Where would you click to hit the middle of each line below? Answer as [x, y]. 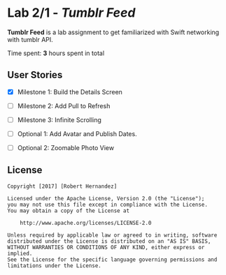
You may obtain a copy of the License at [69, 211]
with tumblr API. [30, 39]
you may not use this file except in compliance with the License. [108, 205]
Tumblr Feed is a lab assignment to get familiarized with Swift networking [113, 32]
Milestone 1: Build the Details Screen [70, 91]
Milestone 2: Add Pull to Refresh [64, 105]
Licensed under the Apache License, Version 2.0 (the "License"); [106, 198]
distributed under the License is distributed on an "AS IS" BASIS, [109, 241]
